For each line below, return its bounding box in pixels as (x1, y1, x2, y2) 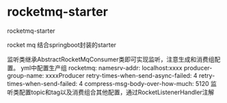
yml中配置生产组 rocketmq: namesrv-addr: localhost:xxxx (20, 63, 183, 72)
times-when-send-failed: (7, 79, 78, 87)
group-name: (7, 71, 44, 79)
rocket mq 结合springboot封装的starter (7, 40, 117, 48)
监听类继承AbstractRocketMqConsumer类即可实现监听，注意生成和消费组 (7, 55, 215, 63)
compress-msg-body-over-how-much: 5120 (84, 79, 210, 87)
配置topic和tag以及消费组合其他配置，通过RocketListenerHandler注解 (18, 88, 215, 96)
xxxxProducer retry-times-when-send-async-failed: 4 (45, 71, 198, 79)
